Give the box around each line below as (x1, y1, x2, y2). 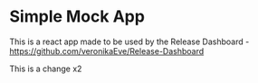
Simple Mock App (9, 6, 145, 27)
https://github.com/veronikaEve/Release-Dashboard (9, 45, 205, 56)
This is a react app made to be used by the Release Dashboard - (9, 36, 250, 47)
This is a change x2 (9, 63, 82, 74)
